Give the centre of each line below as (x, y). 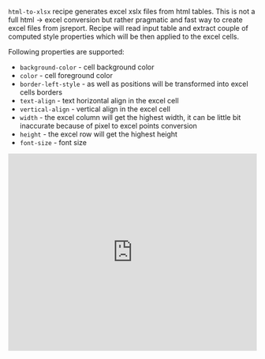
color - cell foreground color (66, 75)
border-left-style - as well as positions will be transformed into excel (134, 84)
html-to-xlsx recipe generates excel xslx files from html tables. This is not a (132, 11)
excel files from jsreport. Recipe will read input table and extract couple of (128, 28)
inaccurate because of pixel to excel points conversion (108, 126)
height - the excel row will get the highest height (98, 134)
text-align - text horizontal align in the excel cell (99, 101)
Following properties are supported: (66, 52)
